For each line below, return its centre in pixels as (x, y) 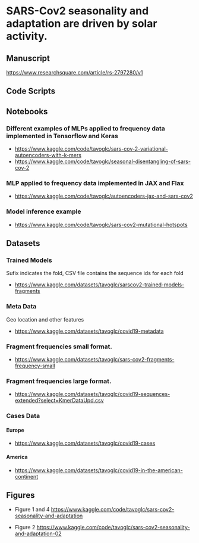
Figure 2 (25, 528)
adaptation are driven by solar (82, 24)
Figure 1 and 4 (32, 510)
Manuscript (28, 58)
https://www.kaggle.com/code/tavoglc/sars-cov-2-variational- (91, 149)
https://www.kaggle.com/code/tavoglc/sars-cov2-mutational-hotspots (101, 224)
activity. (27, 36)
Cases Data (23, 416)
